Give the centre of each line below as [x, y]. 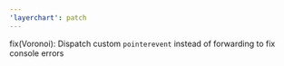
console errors [37, 53]
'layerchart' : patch [49, 18]
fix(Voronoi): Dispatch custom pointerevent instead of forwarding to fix [142, 43]
